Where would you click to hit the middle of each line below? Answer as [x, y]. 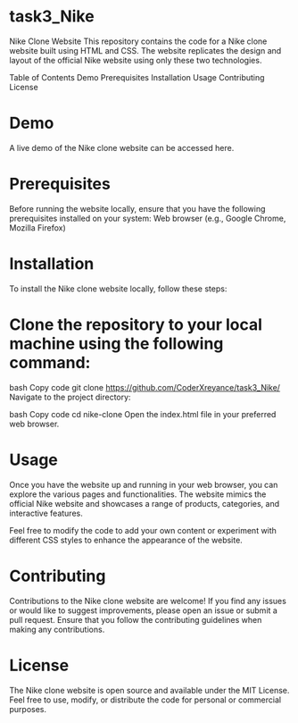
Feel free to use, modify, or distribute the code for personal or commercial [145, 700]
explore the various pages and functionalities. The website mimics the [138, 494]
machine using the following [116, 344]
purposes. [28, 709]
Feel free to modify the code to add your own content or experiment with [143, 530]
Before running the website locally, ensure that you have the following [137, 208]
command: [50, 362]
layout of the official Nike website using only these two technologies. [136, 60]
